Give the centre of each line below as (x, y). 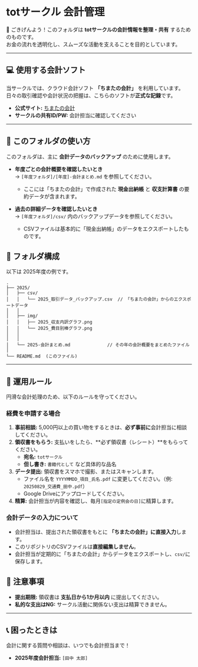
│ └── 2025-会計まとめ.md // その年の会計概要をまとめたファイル (98, 345)
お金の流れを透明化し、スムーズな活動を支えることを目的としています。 (93, 44)
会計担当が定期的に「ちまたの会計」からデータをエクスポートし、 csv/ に (103, 554)
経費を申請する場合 (33, 414)
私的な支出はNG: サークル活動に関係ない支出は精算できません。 (92, 604)
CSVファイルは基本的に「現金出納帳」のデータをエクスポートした (104, 229)
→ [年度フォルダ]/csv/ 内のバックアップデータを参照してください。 (95, 216)
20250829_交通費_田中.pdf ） (56, 486)
